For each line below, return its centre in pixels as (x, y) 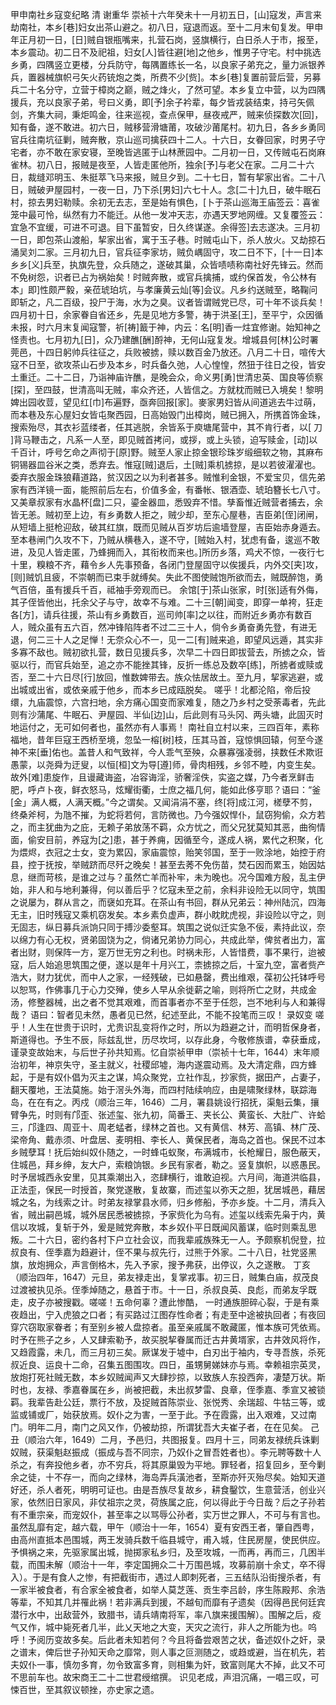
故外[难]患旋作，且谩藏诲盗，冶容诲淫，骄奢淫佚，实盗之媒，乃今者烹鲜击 (162, 777)
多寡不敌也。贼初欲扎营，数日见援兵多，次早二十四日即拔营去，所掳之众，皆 (168, 652)
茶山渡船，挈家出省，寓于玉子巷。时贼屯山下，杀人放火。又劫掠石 (189, 239)
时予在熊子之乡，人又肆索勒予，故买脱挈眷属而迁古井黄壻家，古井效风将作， (168, 1339)
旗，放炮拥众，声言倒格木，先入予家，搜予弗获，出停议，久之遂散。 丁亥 (160, 1264)
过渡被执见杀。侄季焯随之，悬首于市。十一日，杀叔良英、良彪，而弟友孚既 (163, 1289)
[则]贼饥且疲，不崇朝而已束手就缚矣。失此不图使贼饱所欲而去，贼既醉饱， (162, 577)
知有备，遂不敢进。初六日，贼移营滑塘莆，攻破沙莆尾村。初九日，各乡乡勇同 (168, 127)
